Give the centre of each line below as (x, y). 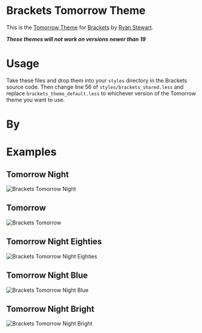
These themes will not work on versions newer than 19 (76, 39)
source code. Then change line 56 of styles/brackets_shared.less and (95, 87)
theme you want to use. (36, 99)
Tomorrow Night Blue (47, 276)
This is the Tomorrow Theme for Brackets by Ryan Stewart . (80, 27)
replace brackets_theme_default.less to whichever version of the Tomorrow (101, 93)
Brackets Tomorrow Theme (76, 11)
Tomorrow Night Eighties (54, 242)
